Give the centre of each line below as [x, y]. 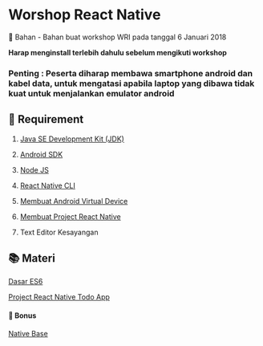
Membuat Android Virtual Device [74, 201]
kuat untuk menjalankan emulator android [91, 93]
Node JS [34, 169]
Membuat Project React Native [71, 216]
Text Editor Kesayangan [59, 232]
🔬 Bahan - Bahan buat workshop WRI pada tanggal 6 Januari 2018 [117, 37]
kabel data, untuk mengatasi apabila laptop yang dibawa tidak [131, 83]
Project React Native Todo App [59, 297]
